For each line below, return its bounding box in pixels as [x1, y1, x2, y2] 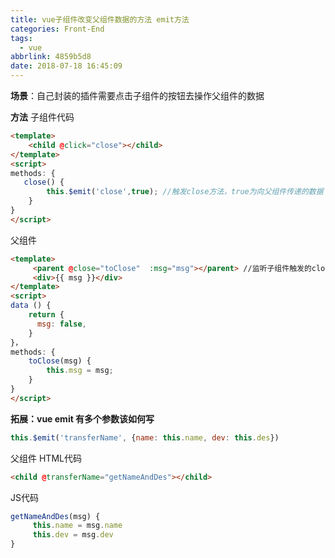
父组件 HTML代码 [10, 452, 82, 464]
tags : [10, 33, 33, 43]
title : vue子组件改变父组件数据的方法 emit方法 [10, 14, 190, 25]
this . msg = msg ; [46, 366, 114, 376]
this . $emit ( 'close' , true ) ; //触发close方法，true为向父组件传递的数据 [46, 187, 324, 197]
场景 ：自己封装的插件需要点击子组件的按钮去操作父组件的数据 [10, 90, 265, 101]
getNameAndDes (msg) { [10, 511, 101, 521]
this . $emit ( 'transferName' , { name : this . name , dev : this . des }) [10, 432, 280, 443]
